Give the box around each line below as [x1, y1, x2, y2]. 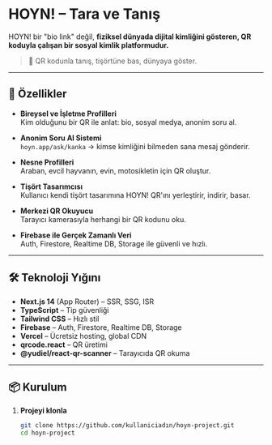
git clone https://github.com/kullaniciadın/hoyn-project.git [19, 421, 235, 430]
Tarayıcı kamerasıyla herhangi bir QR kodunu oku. [19, 214, 186, 224]
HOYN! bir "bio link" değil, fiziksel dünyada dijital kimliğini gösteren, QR [8, 32, 252, 41]
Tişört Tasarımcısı [19, 182, 83, 191]
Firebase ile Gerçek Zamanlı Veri [19, 230, 132, 240]
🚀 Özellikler [8, 87, 67, 101]
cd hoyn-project [19, 429, 75, 438]
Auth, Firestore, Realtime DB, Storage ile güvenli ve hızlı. [19, 238, 208, 248]
